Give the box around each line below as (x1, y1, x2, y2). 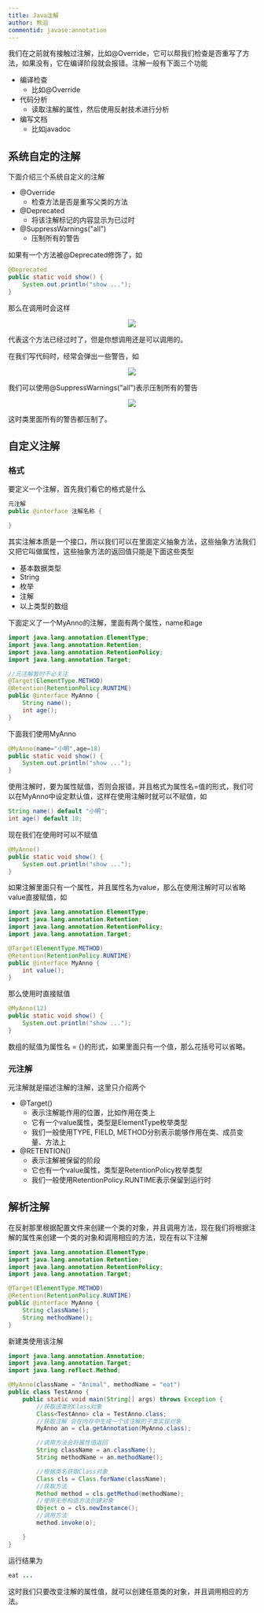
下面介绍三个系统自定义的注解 (8, 172, 104, 182)
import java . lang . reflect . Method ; (8, 1367, 122, 1375)
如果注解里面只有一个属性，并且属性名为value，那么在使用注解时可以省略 (8, 883, 246, 892)
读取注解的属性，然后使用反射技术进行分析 (31, 105, 170, 114)
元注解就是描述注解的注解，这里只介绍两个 (8, 1083, 146, 1092)
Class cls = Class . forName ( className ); (36, 1475, 167, 1483)
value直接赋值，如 (8, 892, 68, 902)
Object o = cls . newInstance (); (36, 1504, 139, 1512)
